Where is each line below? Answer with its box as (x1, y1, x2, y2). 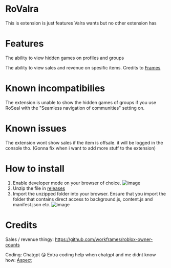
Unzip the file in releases (12, 185, 66, 191)
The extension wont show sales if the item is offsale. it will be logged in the (5, 139, 163, 145)
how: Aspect (5, 257, 32, 263)
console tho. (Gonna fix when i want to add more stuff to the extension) (5, 145, 156, 151)
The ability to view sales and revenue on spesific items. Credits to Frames (5, 64, 161, 70)
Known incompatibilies (5, 83, 105, 94)
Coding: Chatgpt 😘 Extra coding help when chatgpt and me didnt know (5, 251, 156, 258)
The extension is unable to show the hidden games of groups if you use (5, 99, 157, 105)
